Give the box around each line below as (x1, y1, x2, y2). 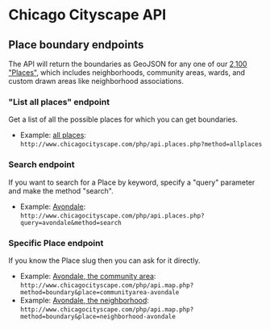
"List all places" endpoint (8, 96, 110, 107)
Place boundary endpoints (8, 38, 144, 52)
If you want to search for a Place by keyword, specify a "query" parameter (8, 177, 255, 187)
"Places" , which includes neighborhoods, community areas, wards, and (8, 68, 246, 77)
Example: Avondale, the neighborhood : (19, 295, 149, 305)
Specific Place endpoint (8, 237, 104, 248)
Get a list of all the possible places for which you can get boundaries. (8, 115, 238, 124)
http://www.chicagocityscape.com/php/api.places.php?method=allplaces (19, 140, 263, 148)
